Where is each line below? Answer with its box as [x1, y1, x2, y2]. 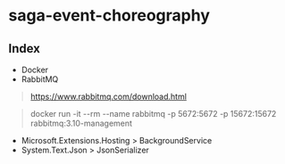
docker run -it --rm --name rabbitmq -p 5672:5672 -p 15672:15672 [29, 109, 277, 119]
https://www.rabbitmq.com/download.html [29, 91, 187, 102]
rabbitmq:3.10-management [29, 118, 133, 128]
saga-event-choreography [8, 5, 211, 26]
